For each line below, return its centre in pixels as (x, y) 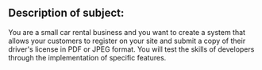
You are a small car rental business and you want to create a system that (127, 32)
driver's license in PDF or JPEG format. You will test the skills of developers (131, 49)
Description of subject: (66, 13)
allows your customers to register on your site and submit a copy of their (127, 41)
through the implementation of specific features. (87, 57)
